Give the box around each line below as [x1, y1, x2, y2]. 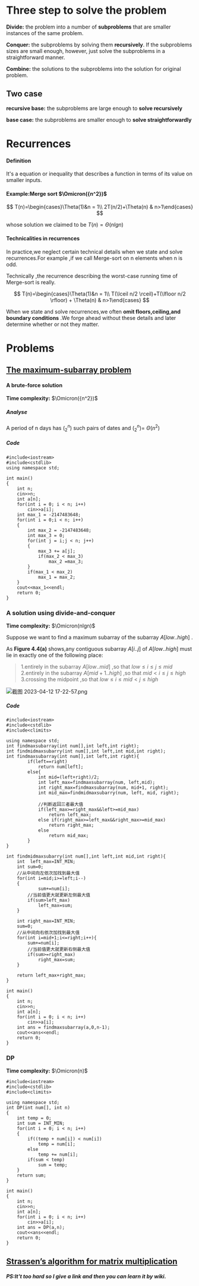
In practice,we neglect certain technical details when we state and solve [6, 248, 183, 255]
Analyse [6, 408, 28, 415]
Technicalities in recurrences [6, 234, 80, 241]
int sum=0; [17, 864, 44, 870]
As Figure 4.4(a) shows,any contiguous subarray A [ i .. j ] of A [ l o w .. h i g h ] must [6, 645, 192, 653]
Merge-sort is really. [6, 278, 56, 286]
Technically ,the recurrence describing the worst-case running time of [6, 272, 178, 280]
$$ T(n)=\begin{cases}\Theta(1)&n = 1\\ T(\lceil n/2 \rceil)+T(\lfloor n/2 [14, 290, 186, 297]
